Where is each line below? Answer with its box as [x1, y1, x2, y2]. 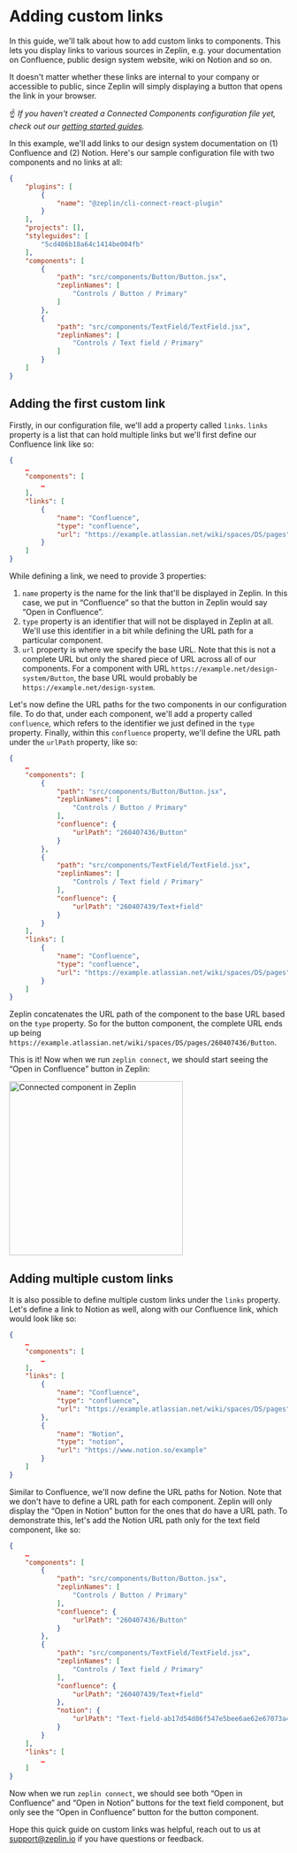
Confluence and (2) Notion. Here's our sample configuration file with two [9, 147, 275, 158]
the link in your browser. [9, 90, 97, 101]
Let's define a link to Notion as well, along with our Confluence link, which [9, 1304, 278, 1315]
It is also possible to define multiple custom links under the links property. [9, 1295, 281, 1305]
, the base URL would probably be [73, 673, 198, 683]
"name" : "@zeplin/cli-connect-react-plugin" [56, 199, 224, 207]
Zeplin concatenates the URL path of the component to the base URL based [9, 1008, 286, 1020]
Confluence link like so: [9, 439, 95, 449]
